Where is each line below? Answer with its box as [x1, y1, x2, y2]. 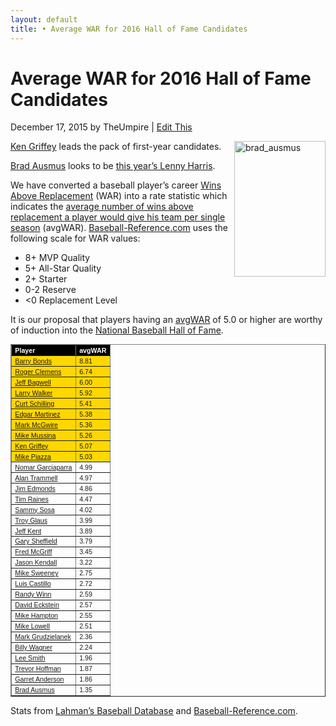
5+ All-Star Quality [24, 262, 102, 275]
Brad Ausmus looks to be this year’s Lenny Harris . [10, 160, 216, 172]
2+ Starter [24, 273, 68, 285]
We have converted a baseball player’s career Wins [10, 179, 222, 191]
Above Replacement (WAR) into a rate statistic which [10, 190, 228, 202]
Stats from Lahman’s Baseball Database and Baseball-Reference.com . [10, 704, 298, 716]
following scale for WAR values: [10, 232, 141, 245]
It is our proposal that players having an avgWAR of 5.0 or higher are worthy [10, 314, 323, 326]
